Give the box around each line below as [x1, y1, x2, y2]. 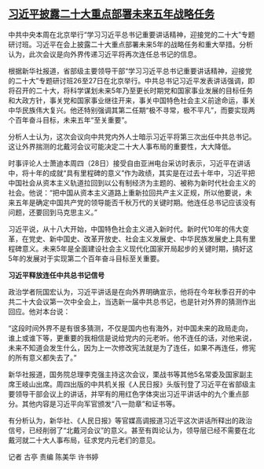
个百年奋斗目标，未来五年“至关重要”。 [8, 115, 132, 124]
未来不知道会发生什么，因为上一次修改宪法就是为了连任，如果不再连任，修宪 [8, 343, 256, 352]
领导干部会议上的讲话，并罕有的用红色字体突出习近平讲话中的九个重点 [14, 389, 242, 398]
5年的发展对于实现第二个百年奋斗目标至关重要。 [8, 254, 164, 263]
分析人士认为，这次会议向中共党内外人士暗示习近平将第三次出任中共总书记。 [8, 132, 256, 141]
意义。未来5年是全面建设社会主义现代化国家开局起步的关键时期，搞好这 [21, 244, 254, 253]
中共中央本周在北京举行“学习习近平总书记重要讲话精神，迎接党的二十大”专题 [8, 30, 255, 39]
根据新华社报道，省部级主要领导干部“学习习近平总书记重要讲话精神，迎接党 [8, 66, 253, 75]
